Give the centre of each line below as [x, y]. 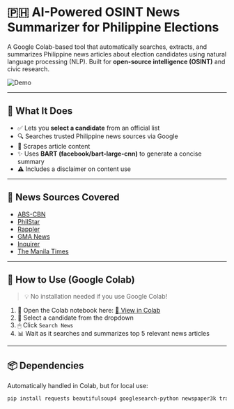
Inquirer [29, 244]
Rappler [29, 229]
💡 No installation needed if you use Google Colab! [96, 297]
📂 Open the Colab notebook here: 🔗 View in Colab [89, 311]
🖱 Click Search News [45, 325]
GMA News [33, 236]
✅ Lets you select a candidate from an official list [88, 128]
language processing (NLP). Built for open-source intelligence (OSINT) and [116, 61]
